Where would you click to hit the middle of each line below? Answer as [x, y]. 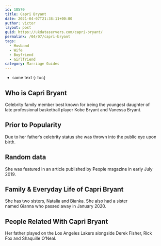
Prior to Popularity [33, 125]
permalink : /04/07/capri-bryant [38, 37]
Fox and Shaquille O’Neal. [31, 238]
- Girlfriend [23, 59]
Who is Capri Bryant [36, 93]
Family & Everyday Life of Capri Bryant [64, 189]
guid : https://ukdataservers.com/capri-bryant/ [54, 32]
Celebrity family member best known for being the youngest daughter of [78, 105]
